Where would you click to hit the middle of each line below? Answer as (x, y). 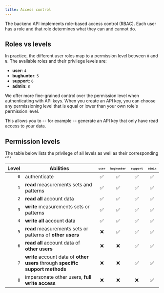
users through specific (52, 263)
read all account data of (53, 243)
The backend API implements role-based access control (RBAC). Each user (81, 24)
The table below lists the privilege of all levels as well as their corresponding (82, 153)
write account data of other (57, 257)
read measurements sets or (57, 229)
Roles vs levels (28, 44)
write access (41, 283)
